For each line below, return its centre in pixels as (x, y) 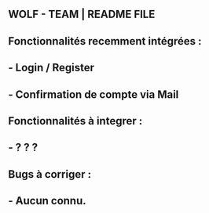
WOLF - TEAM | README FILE (82, 14)
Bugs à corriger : (50, 174)
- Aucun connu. (47, 201)
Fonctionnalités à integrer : (75, 121)
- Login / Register (51, 68)
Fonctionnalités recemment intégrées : (105, 41)
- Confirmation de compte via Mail (93, 94)
